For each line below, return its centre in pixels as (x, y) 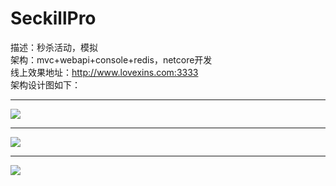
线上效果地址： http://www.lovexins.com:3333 (104, 72)
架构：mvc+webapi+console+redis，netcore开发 (111, 59)
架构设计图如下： (45, 84)
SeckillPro (53, 18)
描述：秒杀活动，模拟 (54, 47)
